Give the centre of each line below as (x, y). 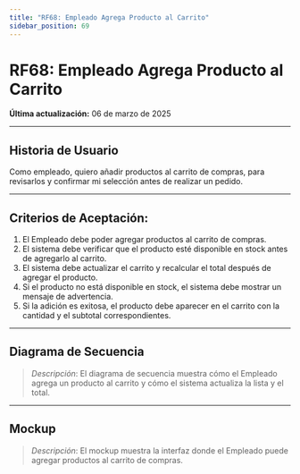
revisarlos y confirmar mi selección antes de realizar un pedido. (126, 182)
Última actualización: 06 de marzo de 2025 (90, 114)
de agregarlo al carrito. (64, 258)
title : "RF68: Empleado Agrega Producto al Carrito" (109, 17)
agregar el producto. (60, 277)
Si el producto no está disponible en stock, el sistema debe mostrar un (152, 287)
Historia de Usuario (64, 150)
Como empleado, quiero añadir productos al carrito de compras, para (137, 172)
